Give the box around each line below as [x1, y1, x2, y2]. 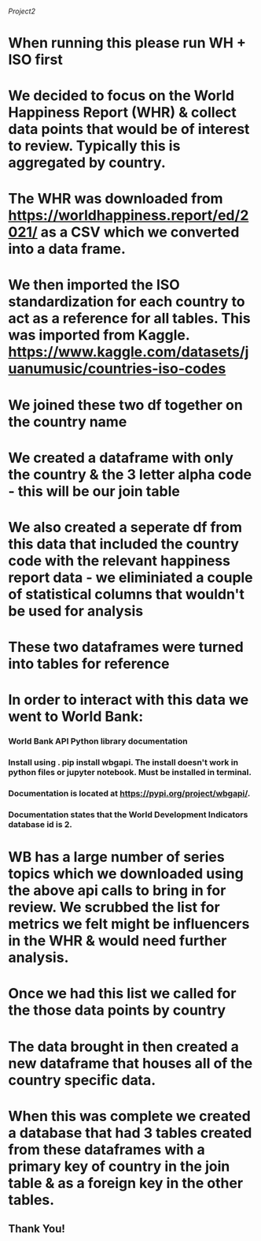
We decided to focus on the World [8, 87, 234, 104]
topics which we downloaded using [8, 865, 244, 883]
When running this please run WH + [8, 34, 246, 51]
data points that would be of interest [8, 120, 250, 138]
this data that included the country [8, 535, 240, 553]
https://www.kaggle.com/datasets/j [8, 343, 249, 361]
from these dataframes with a [8, 1140, 206, 1158]
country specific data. [8, 1071, 156, 1089]
